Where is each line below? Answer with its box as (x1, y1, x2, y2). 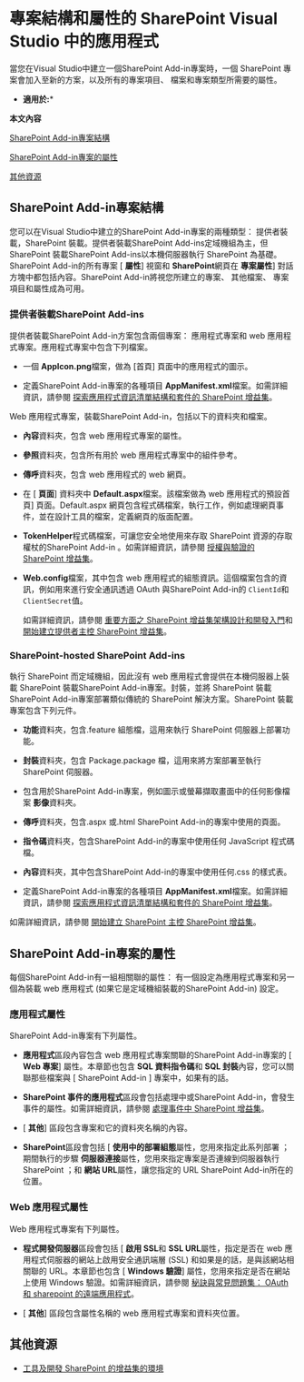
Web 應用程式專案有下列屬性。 (9, 1223, 124, 1234)
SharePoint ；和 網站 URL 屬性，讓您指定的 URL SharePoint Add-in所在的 (22, 1165, 294, 1175)
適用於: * (22, 93, 54, 105)
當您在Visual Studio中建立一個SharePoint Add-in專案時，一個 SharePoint (9, 63, 281, 74)
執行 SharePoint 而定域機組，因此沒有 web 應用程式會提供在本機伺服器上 (9, 671, 282, 682)
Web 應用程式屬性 (9, 1201, 89, 1214)
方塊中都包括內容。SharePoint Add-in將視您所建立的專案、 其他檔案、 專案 (9, 271, 289, 282)
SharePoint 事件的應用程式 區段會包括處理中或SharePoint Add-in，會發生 (22, 1092, 295, 1103)
